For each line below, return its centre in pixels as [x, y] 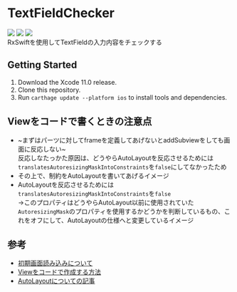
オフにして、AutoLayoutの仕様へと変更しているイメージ [112, 220]
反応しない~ [48, 149]
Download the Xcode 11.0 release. [67, 82]
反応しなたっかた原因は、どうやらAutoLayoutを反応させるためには [115, 157]
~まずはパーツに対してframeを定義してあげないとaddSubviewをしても [121, 140]
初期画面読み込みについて [55, 263]
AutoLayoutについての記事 [56, 281]
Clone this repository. [49, 90]
